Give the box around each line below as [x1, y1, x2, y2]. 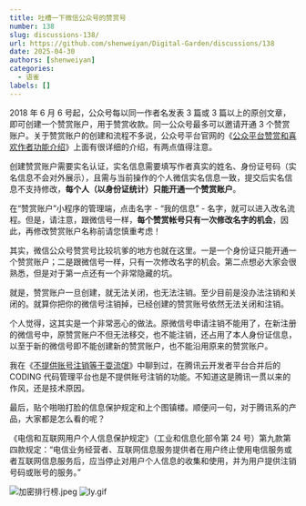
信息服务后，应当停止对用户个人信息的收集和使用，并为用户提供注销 [40, 455, 297, 466]
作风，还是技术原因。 [9, 382, 89, 393]
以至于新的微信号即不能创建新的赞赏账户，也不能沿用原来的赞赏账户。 [9, 340, 273, 351]
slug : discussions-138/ [9, 30, 100, 39]
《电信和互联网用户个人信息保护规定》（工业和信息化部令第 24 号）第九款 [9, 432, 284, 443]
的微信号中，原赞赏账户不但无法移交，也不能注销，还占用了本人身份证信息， [9, 329, 297, 339]
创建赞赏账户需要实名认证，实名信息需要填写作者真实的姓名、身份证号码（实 [9, 160, 297, 171]
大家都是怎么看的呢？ [25, 413, 106, 424]
